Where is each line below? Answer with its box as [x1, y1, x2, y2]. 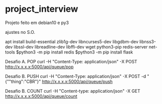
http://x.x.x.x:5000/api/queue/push [42, 78, 113, 84]
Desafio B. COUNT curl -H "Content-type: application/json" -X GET [5, 88, 140, 94]
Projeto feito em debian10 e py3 [5, 20, 69, 26]
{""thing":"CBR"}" [5, 78, 41, 84]
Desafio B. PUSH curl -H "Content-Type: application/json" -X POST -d [5, 73, 146, 79]
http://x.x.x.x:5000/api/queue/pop [5, 64, 74, 70]
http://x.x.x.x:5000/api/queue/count [5, 93, 77, 99]
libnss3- [139, 38, 156, 45]
